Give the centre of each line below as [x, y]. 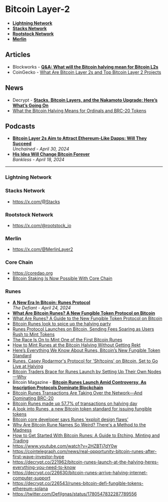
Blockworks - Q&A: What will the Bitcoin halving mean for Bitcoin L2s [85, 67]
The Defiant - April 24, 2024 [41, 308]
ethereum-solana [30, 488]
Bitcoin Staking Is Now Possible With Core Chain [62, 278]
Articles [18, 55]
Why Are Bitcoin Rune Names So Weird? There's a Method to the [79, 424]
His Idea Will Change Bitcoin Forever [51, 154]
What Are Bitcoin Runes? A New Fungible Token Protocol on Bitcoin [84, 313]
